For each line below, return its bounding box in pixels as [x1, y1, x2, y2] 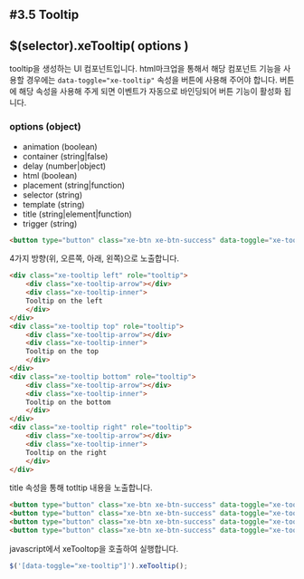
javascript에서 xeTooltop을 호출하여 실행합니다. [9, 543, 179, 554]
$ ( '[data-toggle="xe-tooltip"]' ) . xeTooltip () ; [9, 561, 188, 570]
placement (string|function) [22, 179, 125, 190]
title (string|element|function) [22, 208, 133, 219]
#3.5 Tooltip [9, 7, 80, 23]
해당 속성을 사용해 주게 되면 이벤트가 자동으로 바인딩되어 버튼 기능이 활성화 [18, 86, 282, 97]
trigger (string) [22, 217, 78, 229]
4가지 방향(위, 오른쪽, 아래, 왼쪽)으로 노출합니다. [9, 253, 179, 264]
